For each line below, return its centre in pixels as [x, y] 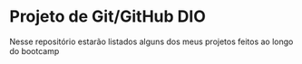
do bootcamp [34, 50]
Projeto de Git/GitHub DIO [107, 17]
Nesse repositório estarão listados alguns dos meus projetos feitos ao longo [151, 41]
